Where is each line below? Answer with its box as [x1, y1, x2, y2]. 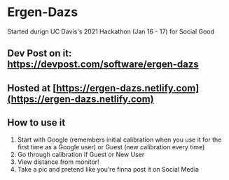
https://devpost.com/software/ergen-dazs [7, 59, 200, 70]
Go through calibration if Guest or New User [17, 150, 145, 158]
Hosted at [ [7, 82, 57, 94]
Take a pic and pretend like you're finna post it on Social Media [17, 165, 200, 173]
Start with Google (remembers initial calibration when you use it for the [17, 135, 222, 144]
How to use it [7, 117, 66, 129]
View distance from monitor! [17, 158, 99, 166]
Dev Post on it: [7, 47, 72, 59]
